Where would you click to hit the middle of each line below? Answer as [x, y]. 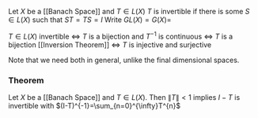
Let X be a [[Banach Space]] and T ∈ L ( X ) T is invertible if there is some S [129, 11]
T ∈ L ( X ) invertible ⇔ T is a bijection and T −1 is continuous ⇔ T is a [121, 36]
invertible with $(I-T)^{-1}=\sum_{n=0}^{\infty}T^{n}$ [94, 105]
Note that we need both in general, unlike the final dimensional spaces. [124, 60]
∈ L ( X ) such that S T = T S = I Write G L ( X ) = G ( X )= [90, 20]
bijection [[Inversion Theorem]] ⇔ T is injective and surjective [110, 44]
